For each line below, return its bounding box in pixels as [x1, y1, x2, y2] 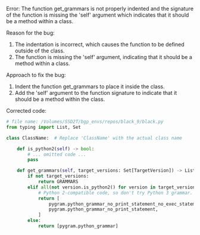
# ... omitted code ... [27, 151, 86, 157]
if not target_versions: [27, 173, 89, 180]
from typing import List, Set [6, 124, 82, 130]
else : [27, 218, 42, 224]
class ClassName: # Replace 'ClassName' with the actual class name [6, 135, 183, 141]
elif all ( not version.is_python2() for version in [27, 184, 156, 190]
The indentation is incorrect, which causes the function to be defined [14, 41, 185, 48]
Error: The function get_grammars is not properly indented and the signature [6, 5, 194, 12]
